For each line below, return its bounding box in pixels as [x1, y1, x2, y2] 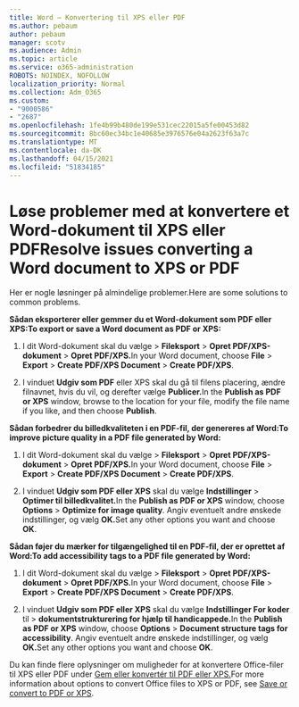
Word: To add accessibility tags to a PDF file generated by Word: [9, 551, 252, 561]
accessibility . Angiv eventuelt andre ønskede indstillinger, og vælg [21, 633, 269, 644]
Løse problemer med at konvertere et [9, 201, 290, 221]
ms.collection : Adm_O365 [9, 87, 102, 96]
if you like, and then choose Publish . [21, 405, 158, 416]
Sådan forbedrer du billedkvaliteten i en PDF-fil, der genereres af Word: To [9, 423, 288, 434]
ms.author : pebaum [9, 21, 78, 30]
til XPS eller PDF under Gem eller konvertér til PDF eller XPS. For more [9, 669, 265, 679]
